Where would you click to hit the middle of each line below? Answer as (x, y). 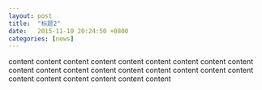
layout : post (30, 16)
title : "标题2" (34, 24)
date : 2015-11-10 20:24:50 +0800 (69, 31)
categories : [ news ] (41, 39)
